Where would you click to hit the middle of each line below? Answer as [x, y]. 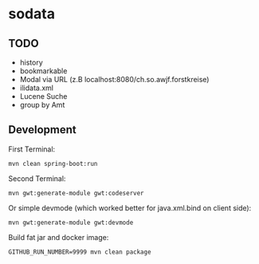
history [31, 62]
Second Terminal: [37, 178]
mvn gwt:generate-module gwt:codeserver [77, 193]
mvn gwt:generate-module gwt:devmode [71, 223]
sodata [32, 14]
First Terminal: [32, 149]
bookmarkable [43, 71]
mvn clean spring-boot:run [53, 164]
